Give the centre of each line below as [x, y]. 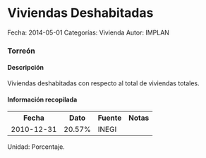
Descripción [26, 68]
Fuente [110, 118]
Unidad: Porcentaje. [36, 147]
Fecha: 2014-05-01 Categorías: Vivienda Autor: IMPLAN [88, 32]
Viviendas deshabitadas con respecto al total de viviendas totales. [103, 83]
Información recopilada [42, 99]
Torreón [21, 51]
